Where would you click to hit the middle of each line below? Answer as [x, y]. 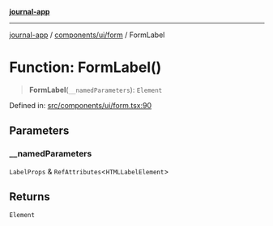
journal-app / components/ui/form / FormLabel [87, 35]
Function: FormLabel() [85, 67]
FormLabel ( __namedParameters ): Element [96, 90]
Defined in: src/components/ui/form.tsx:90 [81, 105]
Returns [30, 197]
